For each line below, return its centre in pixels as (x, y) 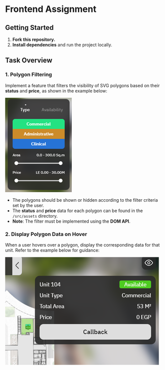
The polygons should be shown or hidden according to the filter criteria (85, 200)
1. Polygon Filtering (28, 75)
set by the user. (28, 205)
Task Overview (29, 61)
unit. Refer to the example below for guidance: (53, 250)
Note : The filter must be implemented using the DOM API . (71, 221)
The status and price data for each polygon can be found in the (78, 211)
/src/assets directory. (35, 216)
